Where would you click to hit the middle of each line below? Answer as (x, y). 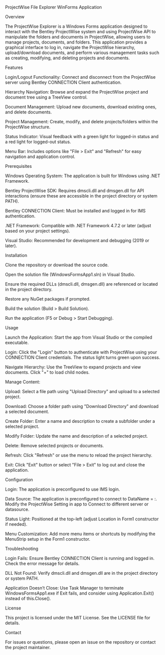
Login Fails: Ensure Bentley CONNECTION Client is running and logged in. (80, 558)
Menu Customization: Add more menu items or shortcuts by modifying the (80, 534)
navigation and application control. (40, 156)
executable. (17, 343)
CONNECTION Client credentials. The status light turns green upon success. (83, 357)
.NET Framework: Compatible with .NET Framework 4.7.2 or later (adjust (78, 226)
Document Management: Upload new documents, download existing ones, (81, 107)
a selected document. (27, 411)
